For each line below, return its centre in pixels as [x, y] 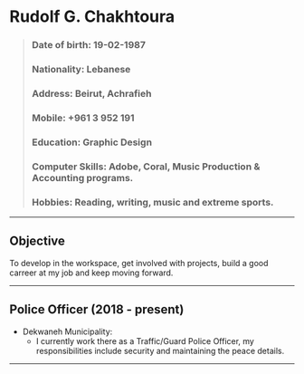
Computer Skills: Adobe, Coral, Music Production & [146, 167]
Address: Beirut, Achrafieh [91, 93]
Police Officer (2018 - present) [97, 310]
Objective [38, 241]
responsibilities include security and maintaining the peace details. [160, 350]
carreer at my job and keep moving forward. [91, 273]
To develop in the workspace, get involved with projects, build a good [139, 263]
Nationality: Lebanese [81, 70]
